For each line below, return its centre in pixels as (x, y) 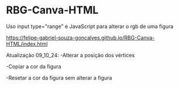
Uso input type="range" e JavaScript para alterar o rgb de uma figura (90, 26)
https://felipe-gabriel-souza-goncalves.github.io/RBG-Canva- (80, 37)
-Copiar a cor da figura (34, 66)
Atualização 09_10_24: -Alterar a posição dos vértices (70, 55)
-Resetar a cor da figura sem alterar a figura (59, 78)
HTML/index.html (27, 44)
